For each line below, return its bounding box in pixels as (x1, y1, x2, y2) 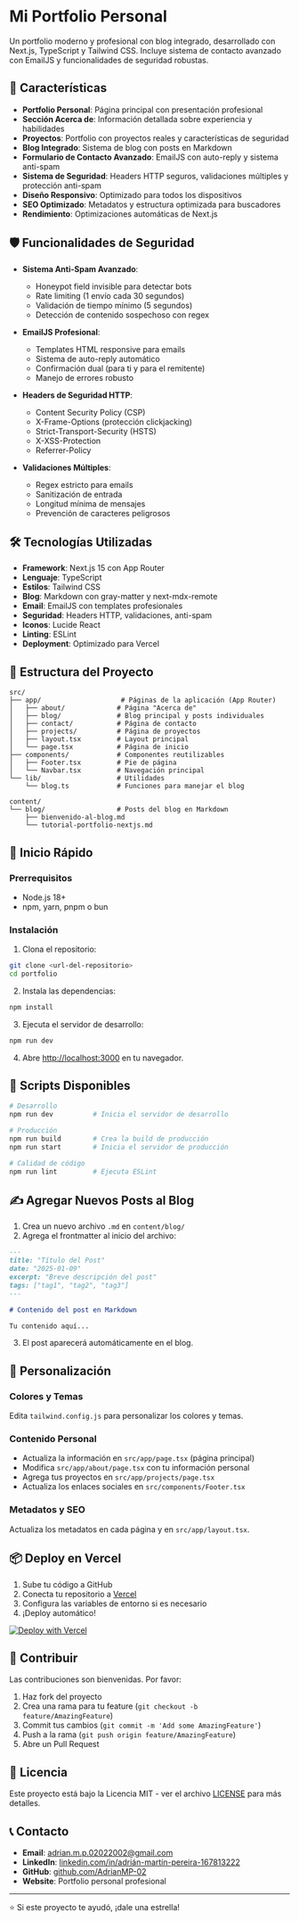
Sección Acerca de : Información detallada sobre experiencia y (21, 113, 253, 124)
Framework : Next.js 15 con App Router (21, 563, 165, 573)
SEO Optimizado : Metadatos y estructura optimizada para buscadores (21, 199, 281, 210)
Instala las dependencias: (21, 985, 116, 996)
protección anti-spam (21, 180, 102, 191)
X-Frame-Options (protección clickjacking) (35, 416, 193, 427)
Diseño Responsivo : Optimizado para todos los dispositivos (21, 189, 242, 200)
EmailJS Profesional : (21, 326, 101, 337)
